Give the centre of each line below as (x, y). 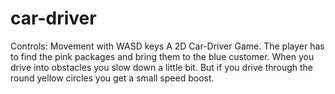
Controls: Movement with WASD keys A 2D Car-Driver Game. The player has (167, 46)
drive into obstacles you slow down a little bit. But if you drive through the (162, 67)
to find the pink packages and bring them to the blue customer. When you (162, 56)
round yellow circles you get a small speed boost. (112, 78)
